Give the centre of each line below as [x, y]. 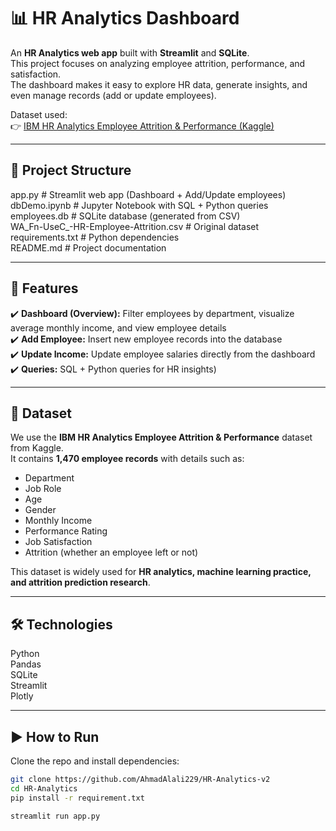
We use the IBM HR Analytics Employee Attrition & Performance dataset [161, 437]
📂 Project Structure [71, 170]
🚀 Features [44, 288]
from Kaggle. [37, 448]
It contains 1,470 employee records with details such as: [127, 459]
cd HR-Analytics [44, 788]
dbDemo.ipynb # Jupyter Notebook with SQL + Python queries [139, 205]
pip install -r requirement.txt [77, 798]
